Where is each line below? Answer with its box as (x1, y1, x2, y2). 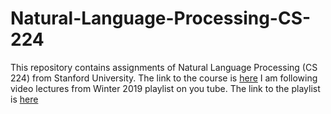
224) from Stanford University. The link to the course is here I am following (10, 72, 318, 84)
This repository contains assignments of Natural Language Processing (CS (10, 61, 318, 73)
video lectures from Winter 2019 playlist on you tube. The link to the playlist (10, 82, 321, 94)
